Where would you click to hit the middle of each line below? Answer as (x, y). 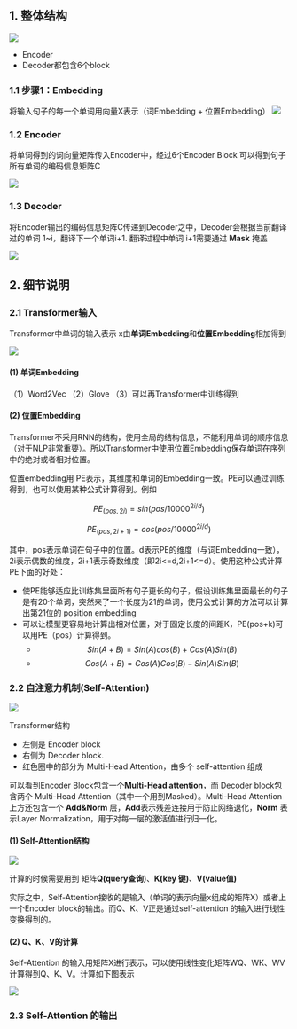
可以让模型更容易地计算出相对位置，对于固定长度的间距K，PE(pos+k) (149, 624)
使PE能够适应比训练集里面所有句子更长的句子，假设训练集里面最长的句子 (155, 590)
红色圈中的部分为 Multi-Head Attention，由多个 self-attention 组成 (142, 766)
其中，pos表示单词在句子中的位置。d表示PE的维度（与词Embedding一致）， (147, 549)
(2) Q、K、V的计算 (44, 941)
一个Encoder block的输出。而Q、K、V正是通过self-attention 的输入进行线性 (147, 908)
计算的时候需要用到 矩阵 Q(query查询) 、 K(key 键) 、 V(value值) (123, 879)
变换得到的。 (32, 920)
